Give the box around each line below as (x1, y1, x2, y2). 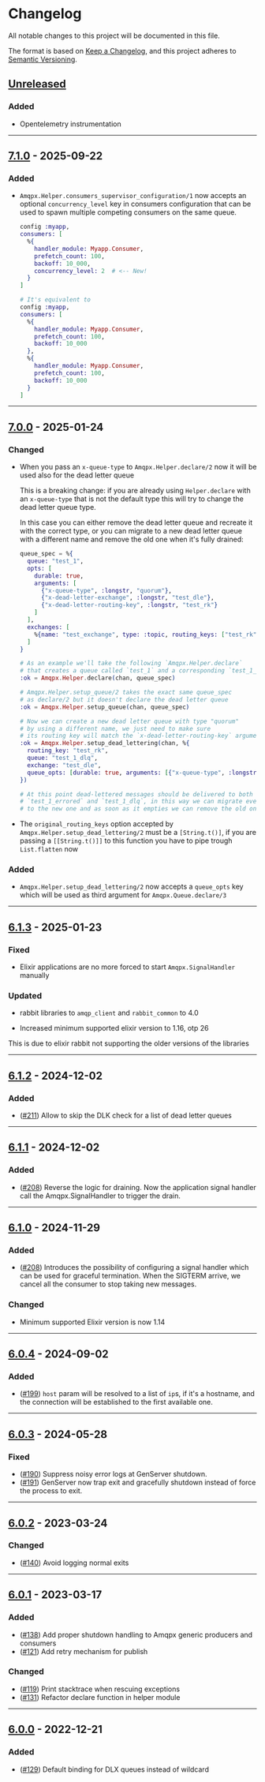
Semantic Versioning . (8, 54, 77, 64)
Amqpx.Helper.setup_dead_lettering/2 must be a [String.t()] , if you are (19, 828, 256, 837)
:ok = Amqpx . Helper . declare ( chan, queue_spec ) (19, 674, 176, 683)
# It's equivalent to (19, 296, 91, 304)
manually (19, 971, 50, 980)
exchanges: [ (27, 623, 70, 631)
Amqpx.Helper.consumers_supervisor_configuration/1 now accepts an (19, 191, 247, 200)
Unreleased (8, 77, 67, 91)
